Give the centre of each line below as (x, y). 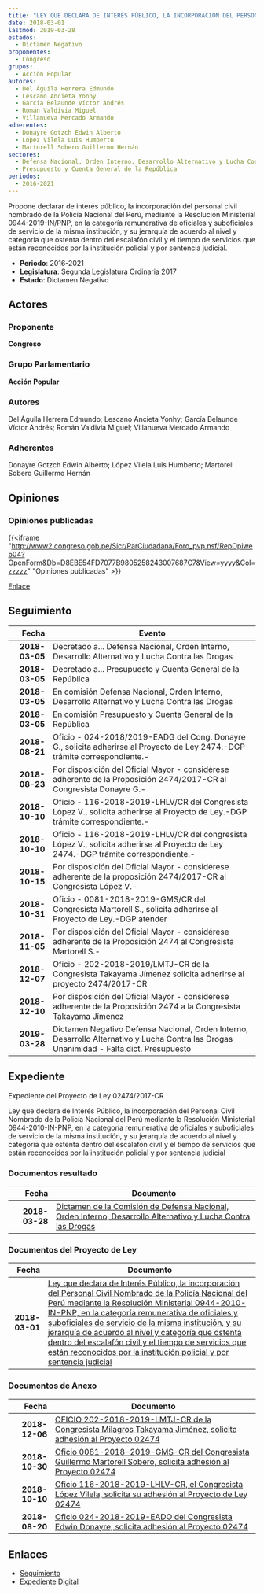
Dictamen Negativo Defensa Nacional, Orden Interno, (150, 1029)
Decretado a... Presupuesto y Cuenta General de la (146, 669)
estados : (22, 37)
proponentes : (29, 52)
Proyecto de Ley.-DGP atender (110, 919)
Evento (152, 633)
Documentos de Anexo (53, 1386)
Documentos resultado (53, 1173)
